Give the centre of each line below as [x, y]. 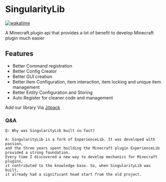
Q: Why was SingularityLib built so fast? [50, 131]
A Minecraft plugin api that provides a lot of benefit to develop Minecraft [79, 32]
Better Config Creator [35, 71]
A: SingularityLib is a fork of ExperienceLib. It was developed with [80, 139]
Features [19, 54]
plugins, [14, 161]
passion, [14, 144]
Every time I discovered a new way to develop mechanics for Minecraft [81, 157]
